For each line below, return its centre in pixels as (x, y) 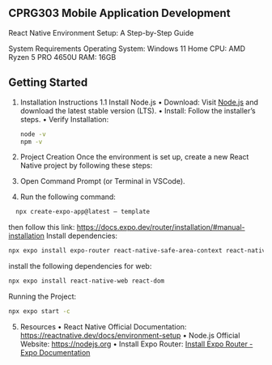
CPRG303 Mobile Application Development (119, 13)
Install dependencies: (82, 236)
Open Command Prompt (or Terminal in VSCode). (102, 181)
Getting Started (48, 83)
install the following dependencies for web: (80, 266)
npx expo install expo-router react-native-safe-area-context (115, 251)
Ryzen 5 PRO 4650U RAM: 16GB (62, 57)
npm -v (31, 142)
